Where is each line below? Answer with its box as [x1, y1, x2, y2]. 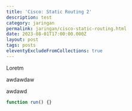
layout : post [6, 37, 39, 43]
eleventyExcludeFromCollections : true [6, 48, 103, 54]
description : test [6, 14, 52, 20]
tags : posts [6, 43, 36, 49]
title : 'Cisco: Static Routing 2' [6, 8, 93, 15]
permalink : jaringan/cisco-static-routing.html [6, 25, 127, 32]
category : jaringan [6, 20, 55, 26]
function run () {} [6, 99, 52, 105]
